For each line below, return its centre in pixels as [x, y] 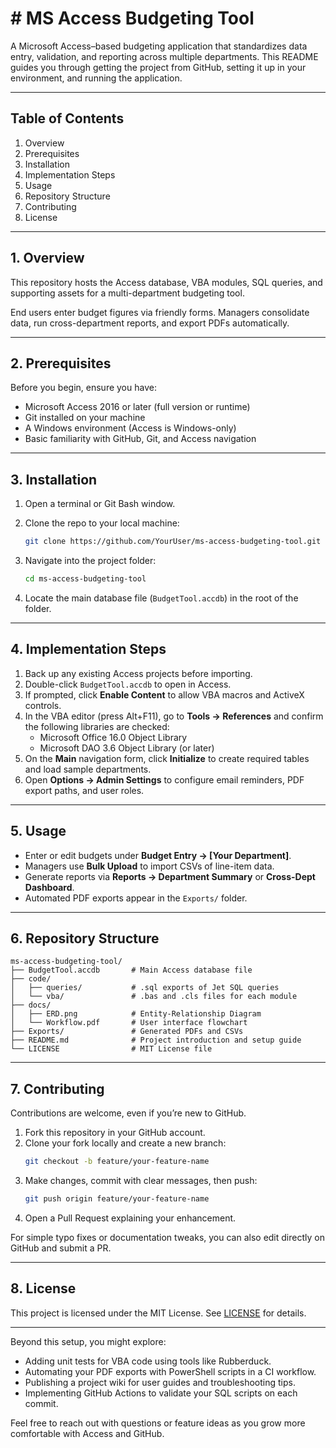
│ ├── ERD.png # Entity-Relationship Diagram [136, 1014]
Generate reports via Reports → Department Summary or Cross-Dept [170, 876]
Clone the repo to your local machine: [102, 523]
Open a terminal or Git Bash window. [100, 504]
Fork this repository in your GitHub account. [115, 1133]
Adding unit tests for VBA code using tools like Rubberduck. [148, 1361]
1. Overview [47, 258]
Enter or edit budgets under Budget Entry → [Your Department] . [158, 855]
